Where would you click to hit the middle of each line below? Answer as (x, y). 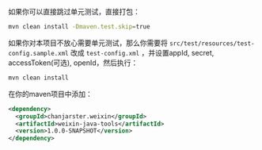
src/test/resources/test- (212, 43)
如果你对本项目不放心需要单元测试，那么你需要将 (88, 43)
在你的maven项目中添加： (50, 94)
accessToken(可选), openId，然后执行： (73, 63)
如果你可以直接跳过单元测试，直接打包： (74, 12)
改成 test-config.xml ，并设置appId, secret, (142, 52)
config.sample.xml (38, 53)
